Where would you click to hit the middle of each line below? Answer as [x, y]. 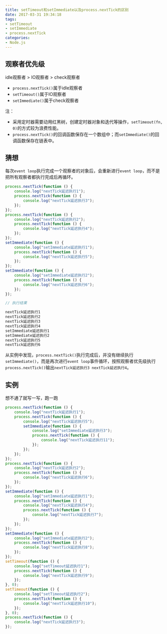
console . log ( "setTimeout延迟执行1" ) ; [52, 566]
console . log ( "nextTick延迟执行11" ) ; [78, 440]
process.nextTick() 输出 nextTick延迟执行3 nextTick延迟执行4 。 [68, 367]
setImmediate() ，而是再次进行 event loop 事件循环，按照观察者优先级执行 [80, 361]
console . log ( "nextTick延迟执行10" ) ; [60, 603]
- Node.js [16, 43]
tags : [11, 19]
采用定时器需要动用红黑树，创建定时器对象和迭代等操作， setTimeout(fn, [88, 121]
